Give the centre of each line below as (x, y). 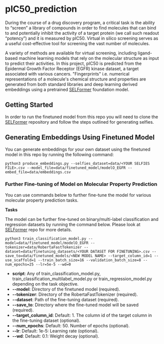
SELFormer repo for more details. (39, 230)
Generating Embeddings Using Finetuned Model (80, 138)
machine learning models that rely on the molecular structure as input (89, 58)
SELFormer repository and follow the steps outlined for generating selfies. (80, 122)
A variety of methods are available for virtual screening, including (71, 53)
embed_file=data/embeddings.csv (38, 172)
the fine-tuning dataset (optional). (46, 320)
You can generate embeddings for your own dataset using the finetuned (78, 149)
